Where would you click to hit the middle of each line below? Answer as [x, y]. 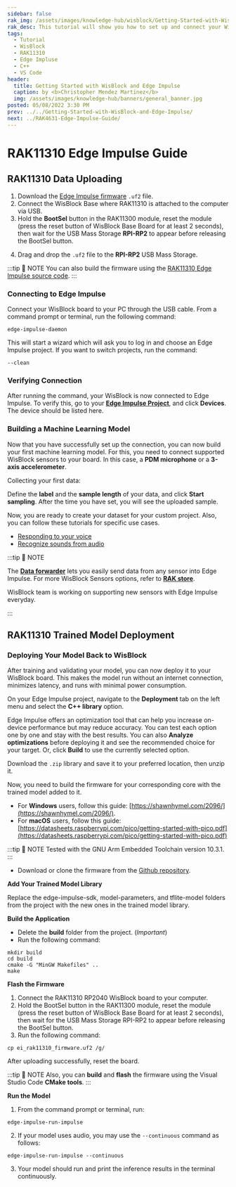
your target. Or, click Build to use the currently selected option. [98, 750]
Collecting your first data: [44, 480]
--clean [19, 363]
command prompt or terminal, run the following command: [92, 316]
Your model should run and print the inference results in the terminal [116, 1169]
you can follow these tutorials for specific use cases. [84, 522]
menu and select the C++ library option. [66, 707]
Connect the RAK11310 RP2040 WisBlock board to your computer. [113, 998]
